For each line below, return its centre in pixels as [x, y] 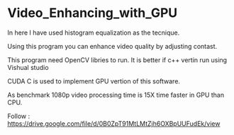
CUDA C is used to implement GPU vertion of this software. [94, 81]
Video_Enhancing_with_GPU [93, 13]
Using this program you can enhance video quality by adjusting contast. [112, 46]
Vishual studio [28, 67]
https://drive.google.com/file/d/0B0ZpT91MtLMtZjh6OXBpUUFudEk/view [114, 123]
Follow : [19, 116]
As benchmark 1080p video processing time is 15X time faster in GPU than [116, 95]
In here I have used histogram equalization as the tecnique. [94, 33]
